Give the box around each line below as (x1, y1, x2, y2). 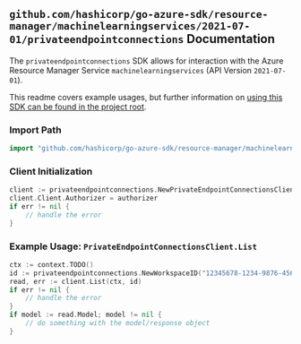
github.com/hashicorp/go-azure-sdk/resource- (9, 8, 269, 21)
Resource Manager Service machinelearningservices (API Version (9, 64, 253, 75)
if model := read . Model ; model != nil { (9, 310, 163, 320)
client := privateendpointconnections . (9, 185, 159, 194)
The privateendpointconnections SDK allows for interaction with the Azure (9, 55, 284, 66)
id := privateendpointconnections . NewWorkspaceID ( (9, 269, 202, 278)
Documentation (186, 31, 276, 47)
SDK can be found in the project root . (9, 101, 147, 112)
